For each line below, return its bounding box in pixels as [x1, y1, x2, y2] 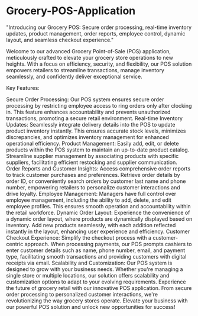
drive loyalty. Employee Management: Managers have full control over [6, 190, 177, 197]
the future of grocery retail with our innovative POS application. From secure [6, 284, 192, 291]
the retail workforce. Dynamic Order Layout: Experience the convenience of [6, 209, 190, 216]
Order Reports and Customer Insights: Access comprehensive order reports [6, 165, 191, 172]
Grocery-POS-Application [6, 4, 136, 18]
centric [6, 240, 24, 247]
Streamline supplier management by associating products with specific [6, 152, 179, 159]
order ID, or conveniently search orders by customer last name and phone [6, 178, 186, 185]
